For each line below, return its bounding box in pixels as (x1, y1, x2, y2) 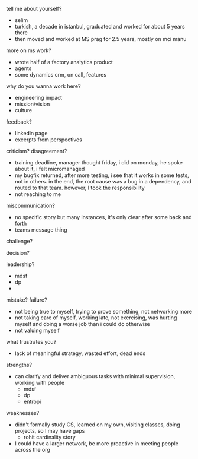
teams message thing (14, 226, 67, 233)
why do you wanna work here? (6, 83, 81, 90)
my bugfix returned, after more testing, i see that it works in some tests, (14, 172, 189, 179)
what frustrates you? (6, 338, 57, 345)
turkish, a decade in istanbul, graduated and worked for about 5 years (14, 23, 185, 30)
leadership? (6, 261, 35, 268)
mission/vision (14, 100, 50, 107)
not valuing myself (14, 327, 60, 334)
